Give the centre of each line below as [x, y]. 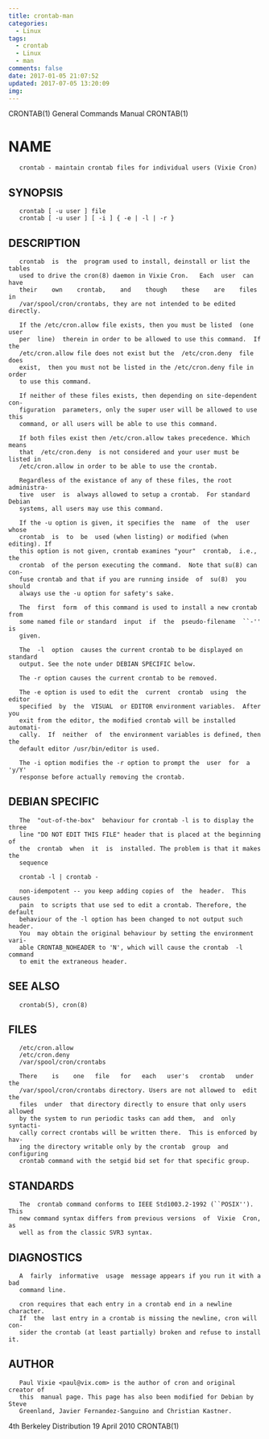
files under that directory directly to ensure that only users [133, 1105]
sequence [33, 863]
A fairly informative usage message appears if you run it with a [140, 1276]
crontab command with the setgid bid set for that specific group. [134, 1161]
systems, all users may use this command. [91, 508]
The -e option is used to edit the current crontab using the [133, 692]
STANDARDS [41, 1186]
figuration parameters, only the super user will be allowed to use [138, 410]
